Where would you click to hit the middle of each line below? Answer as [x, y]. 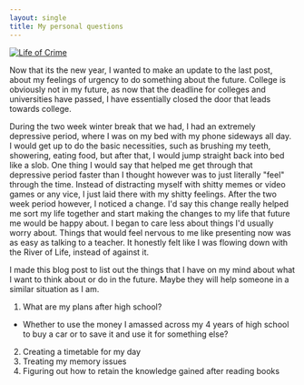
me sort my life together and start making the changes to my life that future [150, 213]
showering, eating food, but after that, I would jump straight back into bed [147, 155]
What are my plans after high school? [92, 307]
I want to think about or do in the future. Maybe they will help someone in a [149, 279]
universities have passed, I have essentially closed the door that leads [140, 99]
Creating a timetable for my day [82, 351]
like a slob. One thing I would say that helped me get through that [131, 165]
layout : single [38, 18]
